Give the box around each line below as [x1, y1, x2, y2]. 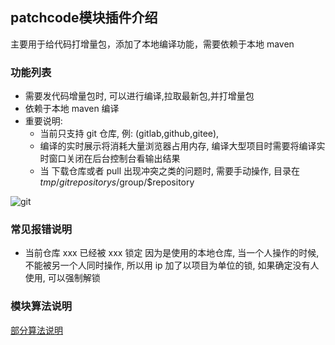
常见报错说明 [10, 223, 73, 237]
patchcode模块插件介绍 [10, 9, 158, 27]
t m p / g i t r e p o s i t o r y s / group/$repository [39, 176, 195, 188]
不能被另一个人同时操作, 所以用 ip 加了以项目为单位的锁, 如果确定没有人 [24, 259, 320, 272]
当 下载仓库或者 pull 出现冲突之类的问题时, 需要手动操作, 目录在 [39, 165, 300, 177]
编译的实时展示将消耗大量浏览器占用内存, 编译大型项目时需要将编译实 [39, 140, 326, 152]
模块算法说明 [10, 299, 73, 313]
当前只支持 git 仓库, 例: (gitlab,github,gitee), [39, 128, 220, 140]
